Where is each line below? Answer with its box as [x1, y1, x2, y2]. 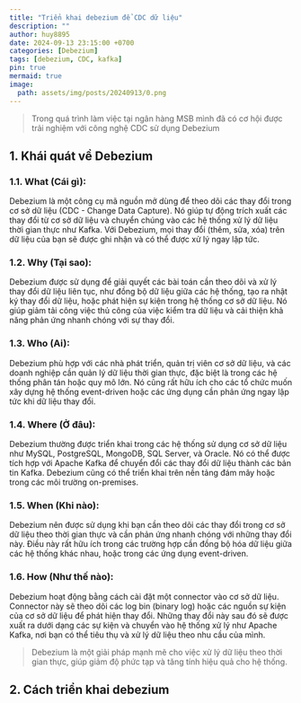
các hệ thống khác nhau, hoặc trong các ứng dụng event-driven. [9, 549, 249, 559]
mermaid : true [9, 72, 63, 81]
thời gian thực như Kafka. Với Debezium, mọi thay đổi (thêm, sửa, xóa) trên [9, 224, 285, 235]
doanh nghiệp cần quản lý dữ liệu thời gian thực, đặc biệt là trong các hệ [9, 367, 278, 378]
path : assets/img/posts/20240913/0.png [17, 88, 167, 97]
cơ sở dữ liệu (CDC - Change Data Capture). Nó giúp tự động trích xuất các [9, 206, 288, 216]
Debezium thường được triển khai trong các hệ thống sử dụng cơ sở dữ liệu [9, 439, 288, 450]
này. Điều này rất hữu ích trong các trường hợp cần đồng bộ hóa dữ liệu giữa [9, 539, 292, 549]
